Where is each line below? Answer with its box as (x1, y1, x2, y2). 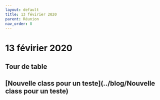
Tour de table (5, 62, 47, 71)
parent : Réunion (5, 16, 39, 21)
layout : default (5, 7, 39, 12)
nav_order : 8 (5, 21, 32, 26)
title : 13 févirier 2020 (5, 12, 57, 17)
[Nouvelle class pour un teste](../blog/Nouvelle (5, 79, 155, 88)
